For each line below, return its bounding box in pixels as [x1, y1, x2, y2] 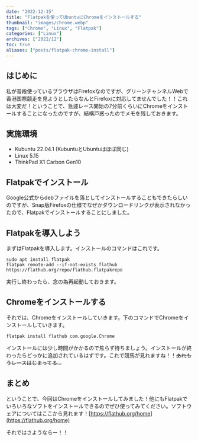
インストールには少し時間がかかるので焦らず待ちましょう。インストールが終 [6, 344, 192, 351]
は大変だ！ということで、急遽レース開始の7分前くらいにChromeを [6, 102, 168, 110]
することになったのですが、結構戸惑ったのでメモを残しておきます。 [16, 110, 181, 117]
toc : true [6, 42, 31, 48]
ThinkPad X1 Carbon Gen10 [14, 158, 82, 166]
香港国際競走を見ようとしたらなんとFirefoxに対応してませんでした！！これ [6, 95, 188, 102]
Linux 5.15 [14, 152, 39, 159]
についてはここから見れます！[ [16, 410, 91, 417]
